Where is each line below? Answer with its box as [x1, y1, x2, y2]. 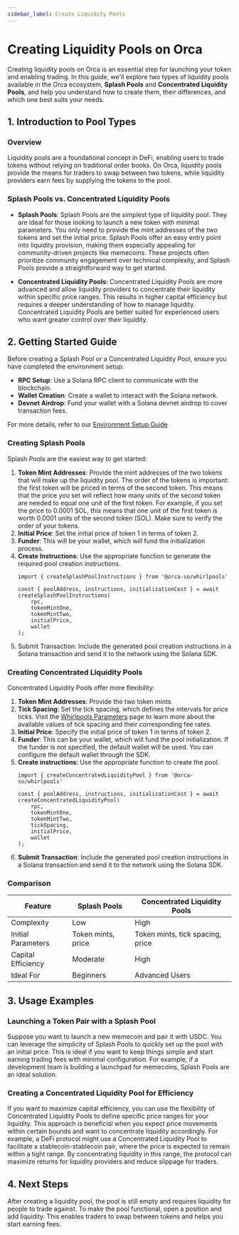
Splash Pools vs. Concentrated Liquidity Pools [7, 194, 171, 204]
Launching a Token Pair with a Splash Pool [7, 1016, 156, 1026]
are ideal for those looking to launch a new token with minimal [17, 218, 199, 226]
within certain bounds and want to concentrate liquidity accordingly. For [7, 1127, 218, 1136]
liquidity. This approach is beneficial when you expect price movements [7, 1119, 218, 1128]
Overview [7, 137, 42, 147]
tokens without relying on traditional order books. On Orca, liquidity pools [7, 161, 222, 170]
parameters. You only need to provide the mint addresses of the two [17, 226, 218, 234]
